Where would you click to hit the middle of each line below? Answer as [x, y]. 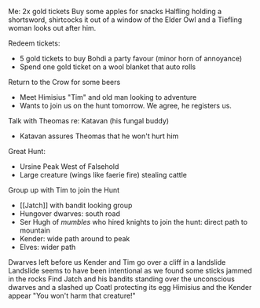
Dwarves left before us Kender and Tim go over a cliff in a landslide [117, 262]
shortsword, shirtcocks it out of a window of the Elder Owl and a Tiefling [125, 20]
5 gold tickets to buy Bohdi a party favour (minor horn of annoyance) [131, 59]
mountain [35, 230]
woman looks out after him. [52, 28]
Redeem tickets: [34, 43]
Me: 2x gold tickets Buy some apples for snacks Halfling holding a [115, 11]
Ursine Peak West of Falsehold [69, 167]
